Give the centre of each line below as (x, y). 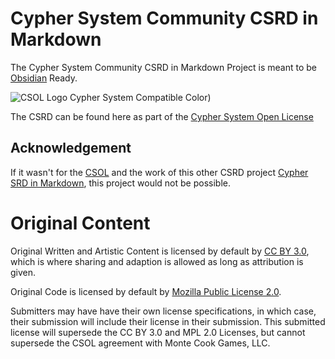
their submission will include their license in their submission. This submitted (168, 321)
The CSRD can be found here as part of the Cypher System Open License (162, 116)
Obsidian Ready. (44, 78)
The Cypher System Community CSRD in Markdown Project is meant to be (164, 67)
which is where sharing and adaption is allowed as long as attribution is (157, 261)
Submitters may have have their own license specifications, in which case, (163, 311)
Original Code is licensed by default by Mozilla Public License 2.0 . (146, 291)
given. (23, 272)
